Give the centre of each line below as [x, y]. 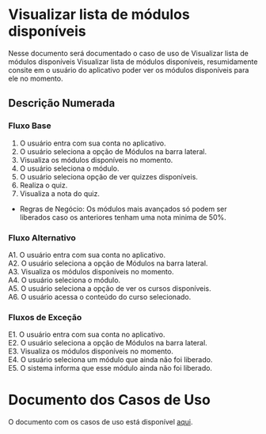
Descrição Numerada [62, 103]
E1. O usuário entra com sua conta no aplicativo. [87, 334]
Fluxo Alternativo [42, 237]
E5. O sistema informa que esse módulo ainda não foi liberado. [110, 368]
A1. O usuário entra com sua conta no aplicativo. [87, 255]
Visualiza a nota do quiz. [60, 193]
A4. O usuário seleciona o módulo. [65, 280]
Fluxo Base [30, 126]
